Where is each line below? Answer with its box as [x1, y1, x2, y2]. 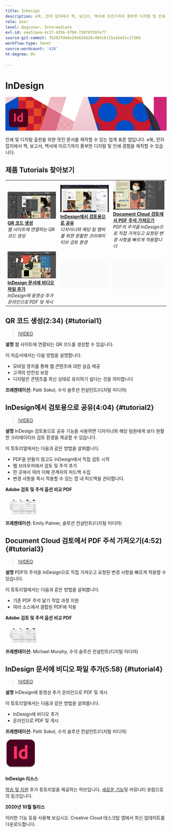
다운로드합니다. [5, 821, 36, 827]
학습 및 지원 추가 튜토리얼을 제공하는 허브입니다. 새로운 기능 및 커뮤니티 [5, 786, 146, 793]
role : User [5, 19, 29, 24]
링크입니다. [10, 793, 33, 799]
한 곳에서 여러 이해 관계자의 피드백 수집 [12, 469, 91, 475]
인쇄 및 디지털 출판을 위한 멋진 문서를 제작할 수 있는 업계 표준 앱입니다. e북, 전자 [5, 136, 165, 142]
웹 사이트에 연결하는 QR [7, 226, 55, 232]
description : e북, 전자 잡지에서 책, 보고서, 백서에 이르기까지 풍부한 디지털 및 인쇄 [5, 13, 165, 19]
